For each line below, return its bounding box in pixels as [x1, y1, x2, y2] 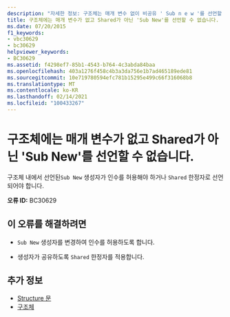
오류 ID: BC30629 [7, 196, 57, 204]
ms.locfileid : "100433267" [7, 100, 85, 107]
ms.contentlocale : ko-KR [7, 87, 79, 94]
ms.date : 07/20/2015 [7, 23, 67, 30]
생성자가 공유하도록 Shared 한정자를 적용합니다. [17, 252, 145, 260]
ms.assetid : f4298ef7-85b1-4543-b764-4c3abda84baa [7, 61, 156, 68]
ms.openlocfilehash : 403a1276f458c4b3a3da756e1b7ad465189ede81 [7, 68, 193, 74]
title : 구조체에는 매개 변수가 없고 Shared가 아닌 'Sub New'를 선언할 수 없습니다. [7, 17, 219, 23]
